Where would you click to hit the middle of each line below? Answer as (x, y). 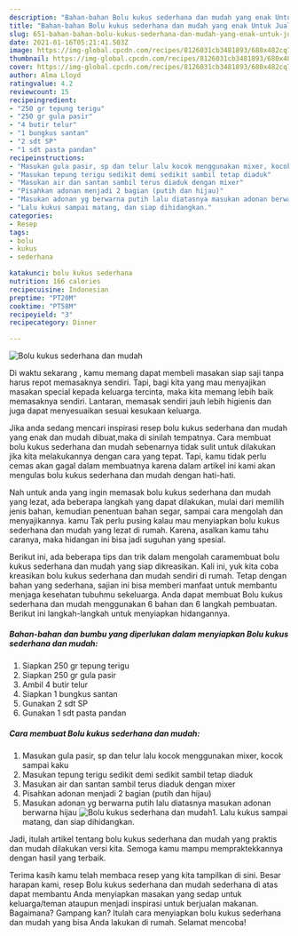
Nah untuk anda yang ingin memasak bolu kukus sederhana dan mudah (140, 492)
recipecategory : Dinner (53, 323)
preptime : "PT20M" (43, 298)
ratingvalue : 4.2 (41, 84)
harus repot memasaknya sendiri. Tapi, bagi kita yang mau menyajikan (137, 382)
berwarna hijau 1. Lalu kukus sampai (155, 812)
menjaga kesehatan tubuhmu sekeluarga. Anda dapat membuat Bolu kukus (146, 595)
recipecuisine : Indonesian (59, 290)
